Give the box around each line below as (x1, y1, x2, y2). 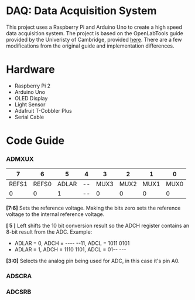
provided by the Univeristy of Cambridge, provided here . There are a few (6, 36, 182, 43)
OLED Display (14, 95, 48, 102)
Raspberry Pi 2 (14, 82, 51, 89)
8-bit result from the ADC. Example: (6, 228, 93, 235)
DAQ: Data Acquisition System (6, 4, 157, 18)
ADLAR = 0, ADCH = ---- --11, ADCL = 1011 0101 (14, 240, 130, 247)
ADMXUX (6, 154, 34, 163)
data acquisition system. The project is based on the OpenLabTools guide (6, 29, 183, 36)
